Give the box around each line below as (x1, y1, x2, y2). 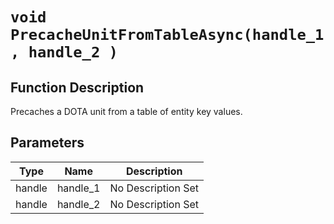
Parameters (10, 134, 85, 152)
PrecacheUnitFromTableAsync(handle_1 (10, 26, 325, 45)
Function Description (10, 79, 145, 96)
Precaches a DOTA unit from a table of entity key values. (10, 106, 243, 117)
